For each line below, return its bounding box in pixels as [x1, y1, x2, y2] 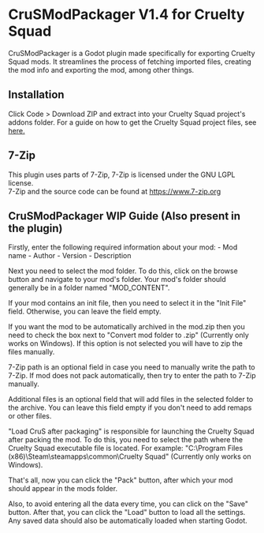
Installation [8, 88, 65, 102]
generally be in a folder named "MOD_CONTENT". [8, 283, 170, 293]
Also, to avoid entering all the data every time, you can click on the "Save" [8, 499, 249, 509]
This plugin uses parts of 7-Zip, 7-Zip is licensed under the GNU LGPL [8, 170, 236, 179]
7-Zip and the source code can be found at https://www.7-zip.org [8, 186, 221, 196]
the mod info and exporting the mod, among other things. [8, 65, 195, 74]
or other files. [8, 411, 52, 421]
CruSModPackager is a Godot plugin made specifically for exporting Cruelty [8, 48, 255, 58]
